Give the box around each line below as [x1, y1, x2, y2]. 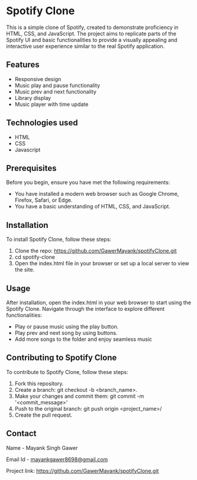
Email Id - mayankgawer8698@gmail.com [6, 456, 108, 463]
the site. [14, 266, 35, 273]
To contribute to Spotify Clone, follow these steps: [6, 368, 128, 375]
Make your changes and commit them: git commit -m [14, 392, 144, 400]
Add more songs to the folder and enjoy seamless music [14, 336, 153, 343]
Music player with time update [14, 101, 89, 108]
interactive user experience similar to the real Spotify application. [6, 43, 165, 50]
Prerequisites [6, 163, 57, 173]
